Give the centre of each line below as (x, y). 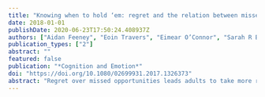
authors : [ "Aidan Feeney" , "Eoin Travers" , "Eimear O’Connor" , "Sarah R (130, 37)
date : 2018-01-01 (37, 23)
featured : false (35, 59)
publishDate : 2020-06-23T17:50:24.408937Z (79, 30)
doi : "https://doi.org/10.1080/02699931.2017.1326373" (100, 74)
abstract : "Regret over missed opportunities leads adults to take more (130, 81)
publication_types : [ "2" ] (50, 45)
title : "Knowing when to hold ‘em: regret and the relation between (123, 15)
